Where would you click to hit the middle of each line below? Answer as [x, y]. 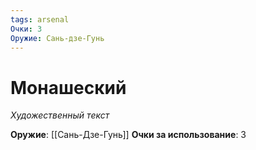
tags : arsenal [40, 19]
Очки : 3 [26, 29]
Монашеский [68, 87]
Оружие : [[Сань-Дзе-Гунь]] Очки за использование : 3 [128, 135]
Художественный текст [60, 115]
